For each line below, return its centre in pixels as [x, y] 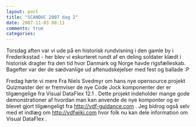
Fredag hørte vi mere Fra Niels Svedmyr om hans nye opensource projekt [96, 81]
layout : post [22, 12]
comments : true [25, 28]
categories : [21, 34]
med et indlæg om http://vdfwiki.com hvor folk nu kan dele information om [97, 113]
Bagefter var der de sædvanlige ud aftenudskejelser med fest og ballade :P [98, 69]
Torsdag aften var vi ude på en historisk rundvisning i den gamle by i [90, 50]
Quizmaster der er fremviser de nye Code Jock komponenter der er [88, 87]
